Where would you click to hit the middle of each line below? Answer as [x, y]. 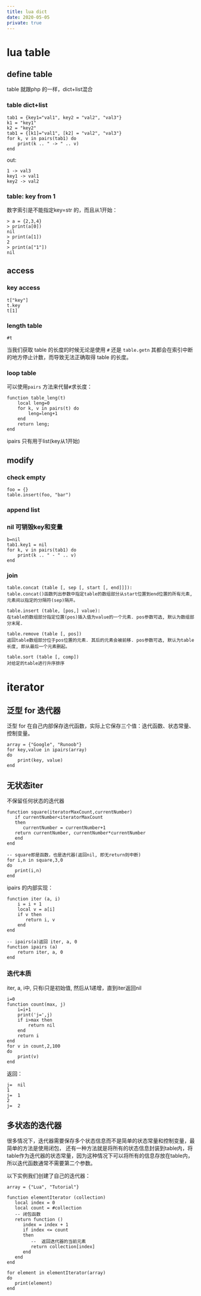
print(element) [33, 1283]
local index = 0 [35, 1203]
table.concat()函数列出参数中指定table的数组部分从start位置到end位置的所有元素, [100, 594]
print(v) [28, 1056]
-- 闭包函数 [28, 1214]
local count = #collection [48, 1208]
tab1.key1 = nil [27, 545]
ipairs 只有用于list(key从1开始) [43, 441]
